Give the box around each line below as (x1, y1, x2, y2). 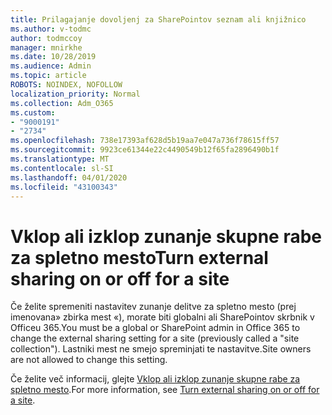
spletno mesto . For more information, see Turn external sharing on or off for (10, 384, 320, 396)
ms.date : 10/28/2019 (10, 52, 97, 62)
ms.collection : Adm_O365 (10, 98, 114, 108)
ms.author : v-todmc (10, 24, 92, 34)
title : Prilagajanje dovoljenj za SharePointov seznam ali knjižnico (10, 14, 307, 25)
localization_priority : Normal (10, 89, 141, 99)
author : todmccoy (10, 33, 83, 43)
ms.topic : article (10, 71, 87, 81)
